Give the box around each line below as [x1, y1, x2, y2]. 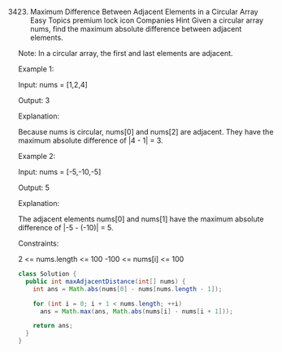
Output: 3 [18, 96, 50, 105]
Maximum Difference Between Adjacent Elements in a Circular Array [29, 7, 259, 16]
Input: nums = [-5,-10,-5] [18, 167, 102, 177]
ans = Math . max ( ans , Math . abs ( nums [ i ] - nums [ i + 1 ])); [39, 307, 233, 316]
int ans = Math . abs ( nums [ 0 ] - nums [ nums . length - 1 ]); [33, 285, 223, 293]
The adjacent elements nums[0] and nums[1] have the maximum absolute [18, 214, 264, 224]
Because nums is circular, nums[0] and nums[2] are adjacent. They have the [18, 127, 274, 136]
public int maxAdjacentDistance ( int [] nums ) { [25, 277, 186, 285]
